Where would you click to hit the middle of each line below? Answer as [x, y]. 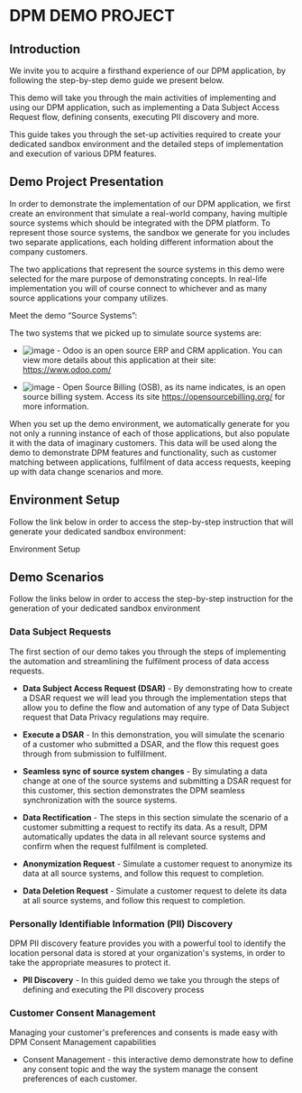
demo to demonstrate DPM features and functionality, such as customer [143, 452]
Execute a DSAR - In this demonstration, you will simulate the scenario [154, 734]
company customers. [49, 251]
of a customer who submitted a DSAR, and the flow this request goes [151, 744]
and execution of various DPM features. [83, 153]
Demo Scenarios [57, 577]
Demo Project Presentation [87, 182]
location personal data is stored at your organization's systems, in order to [147, 953]
